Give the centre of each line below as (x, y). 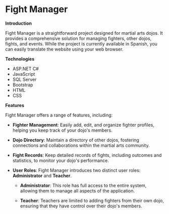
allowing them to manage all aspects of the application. (77, 191)
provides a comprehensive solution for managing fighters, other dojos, (78, 38)
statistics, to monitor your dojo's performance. (61, 161)
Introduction (18, 23)
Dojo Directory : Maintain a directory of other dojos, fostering (76, 140)
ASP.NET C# (25, 69)
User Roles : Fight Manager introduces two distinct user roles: (76, 170)
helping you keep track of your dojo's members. (62, 130)
